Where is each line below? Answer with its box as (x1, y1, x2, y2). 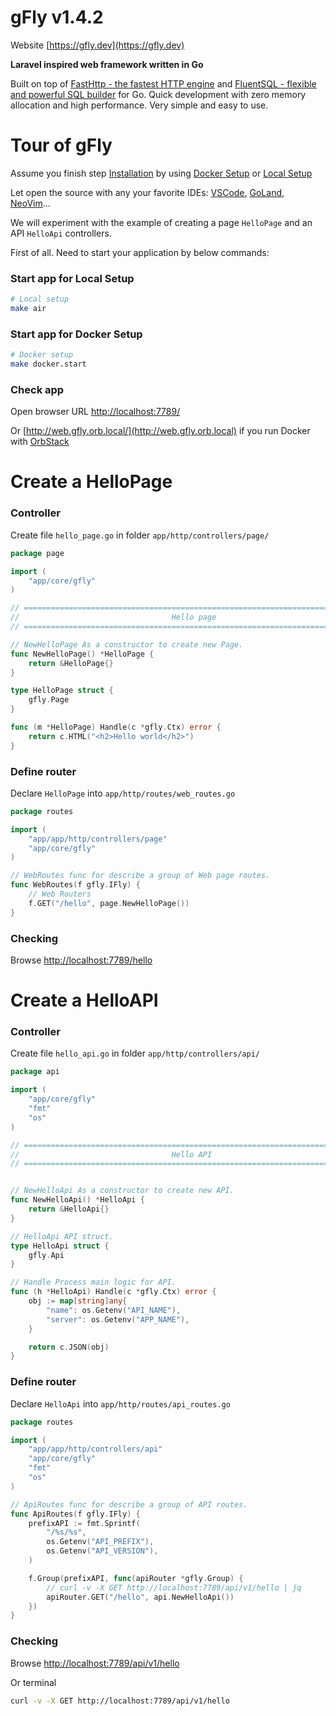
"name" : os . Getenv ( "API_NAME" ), (46, 1305, 182, 1315)
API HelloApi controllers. (10, 227, 112, 239)
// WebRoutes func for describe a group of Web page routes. (10, 871, 271, 881)
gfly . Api (28, 1250, 65, 1260)
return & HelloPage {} (28, 658, 114, 668)
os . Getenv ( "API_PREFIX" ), (46, 1537, 155, 1547)
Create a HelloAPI (10, 989, 159, 1012)
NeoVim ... (10, 197, 51, 209)
